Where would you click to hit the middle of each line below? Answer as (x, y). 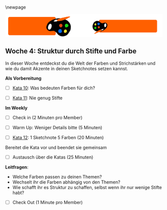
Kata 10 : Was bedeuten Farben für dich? (54, 88)
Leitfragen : (17, 167)
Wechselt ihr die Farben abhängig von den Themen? (66, 182)
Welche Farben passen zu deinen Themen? (57, 177)
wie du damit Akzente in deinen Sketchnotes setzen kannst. (67, 68)
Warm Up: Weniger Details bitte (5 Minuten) (57, 127)
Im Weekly (16, 108)
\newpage (16, 7)
